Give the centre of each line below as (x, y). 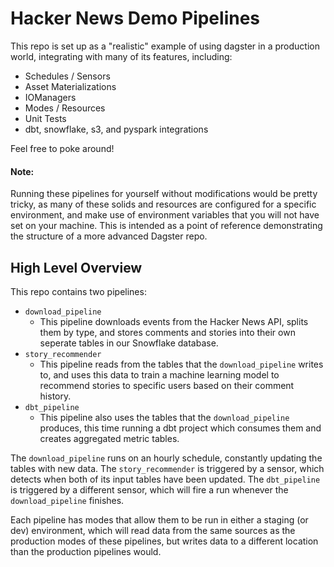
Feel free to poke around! (62, 148)
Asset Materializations (70, 86)
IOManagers (50, 97)
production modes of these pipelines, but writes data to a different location (164, 541)
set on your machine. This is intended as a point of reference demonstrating (166, 226)
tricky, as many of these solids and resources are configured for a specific (163, 204)
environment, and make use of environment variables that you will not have (165, 215)
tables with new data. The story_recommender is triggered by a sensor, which (167, 468)
